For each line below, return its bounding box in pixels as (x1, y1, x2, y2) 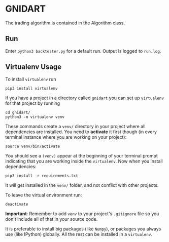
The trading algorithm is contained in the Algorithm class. (5, 20, 125, 26)
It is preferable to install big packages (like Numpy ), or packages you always (5, 226, 161, 232)
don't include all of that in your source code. (5, 216, 98, 222)
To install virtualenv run (5, 76, 56, 82)
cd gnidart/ (5, 110, 30, 115)
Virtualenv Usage (5, 63, 62, 71)
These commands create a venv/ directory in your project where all (5, 123, 146, 129)
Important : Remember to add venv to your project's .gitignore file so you (5, 211, 159, 217)
